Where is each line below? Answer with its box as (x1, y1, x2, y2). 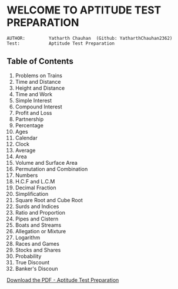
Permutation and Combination (15, 165, 88, 172)
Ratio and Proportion (15, 209, 66, 216)
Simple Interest (15, 97, 52, 104)
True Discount (15, 259, 50, 266)
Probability (15, 253, 42, 260)
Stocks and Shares (15, 246, 61, 253)
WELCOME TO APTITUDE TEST (6, 4, 162, 17)
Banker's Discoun (15, 265, 58, 272)
